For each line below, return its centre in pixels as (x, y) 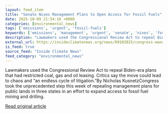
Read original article (26, 106)
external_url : (20, 42)
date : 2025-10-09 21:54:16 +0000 (40, 19)
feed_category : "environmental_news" (44, 56)
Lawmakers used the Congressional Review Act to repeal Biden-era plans (81, 70)
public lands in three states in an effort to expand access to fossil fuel (77, 91)
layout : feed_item (24, 10)
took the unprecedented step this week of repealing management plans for (82, 86)
